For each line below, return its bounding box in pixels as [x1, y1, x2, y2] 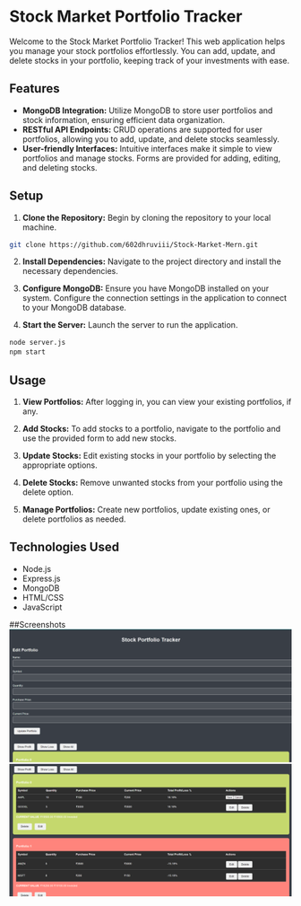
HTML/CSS [21, 592, 64, 603]
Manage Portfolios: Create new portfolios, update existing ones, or [21, 505, 271, 515]
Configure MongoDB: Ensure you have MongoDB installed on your [21, 283, 270, 294]
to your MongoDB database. [21, 303, 127, 313]
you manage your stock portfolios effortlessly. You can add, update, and [9, 45, 276, 56]
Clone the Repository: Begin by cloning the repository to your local [21, 212, 271, 223]
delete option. [21, 487, 74, 497]
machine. [21, 222, 57, 233]
